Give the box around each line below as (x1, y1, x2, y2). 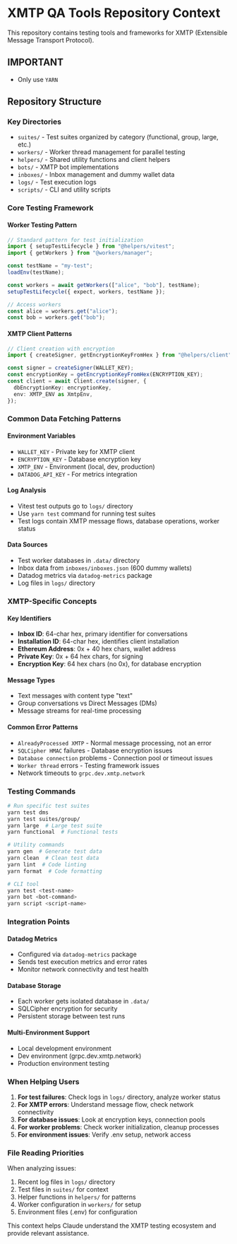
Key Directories (7, 117, 62, 127)
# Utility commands (7, 842, 65, 849)
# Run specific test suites (7, 802, 90, 809)
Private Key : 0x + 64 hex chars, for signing (17, 652, 143, 661)
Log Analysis (7, 486, 47, 494)
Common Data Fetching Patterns (7, 414, 121, 424)
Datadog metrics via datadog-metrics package (17, 571, 153, 580)
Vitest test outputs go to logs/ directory (17, 501, 133, 510)
